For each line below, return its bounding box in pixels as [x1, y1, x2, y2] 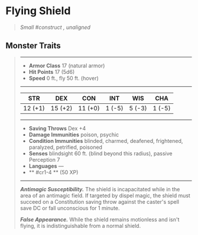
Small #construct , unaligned [20, 24, 91, 31]
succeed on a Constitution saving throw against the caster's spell [20, 198, 180, 205]
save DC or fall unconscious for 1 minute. [20, 204, 120, 211]
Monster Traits [5, 41, 61, 51]
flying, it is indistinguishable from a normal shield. [20, 222, 141, 229]
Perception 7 [28, 156, 60, 163]
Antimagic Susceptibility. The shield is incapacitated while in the [20, 185, 180, 192]
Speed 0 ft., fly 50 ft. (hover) [28, 74, 99, 81]
